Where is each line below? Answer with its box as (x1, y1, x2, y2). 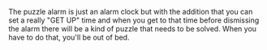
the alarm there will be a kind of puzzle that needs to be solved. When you (8, 24, 257, 33)
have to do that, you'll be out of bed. (8, 32, 130, 42)
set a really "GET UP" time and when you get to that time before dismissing (8, 15, 260, 25)
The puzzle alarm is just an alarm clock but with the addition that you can (8, 7, 253, 16)
